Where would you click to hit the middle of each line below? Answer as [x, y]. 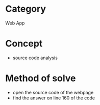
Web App [15, 23]
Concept [24, 44]
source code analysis [35, 58]
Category [26, 9]
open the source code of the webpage [53, 92]
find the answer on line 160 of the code [54, 98]
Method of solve [41, 78]
